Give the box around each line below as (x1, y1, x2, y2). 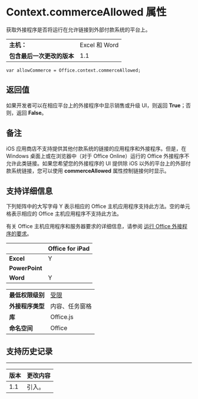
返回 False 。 (16, 109, 47, 116)
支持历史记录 (6, 346, 53, 356)
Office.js (50, 313, 74, 321)
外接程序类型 (9, 302, 45, 310)
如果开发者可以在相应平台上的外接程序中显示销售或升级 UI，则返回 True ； (6, 102, 186, 109)
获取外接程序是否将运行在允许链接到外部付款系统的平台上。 (6, 26, 151, 33)
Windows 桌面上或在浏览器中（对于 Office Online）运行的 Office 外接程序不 (6, 152, 190, 160)
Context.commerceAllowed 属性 (6, 5, 167, 19)
